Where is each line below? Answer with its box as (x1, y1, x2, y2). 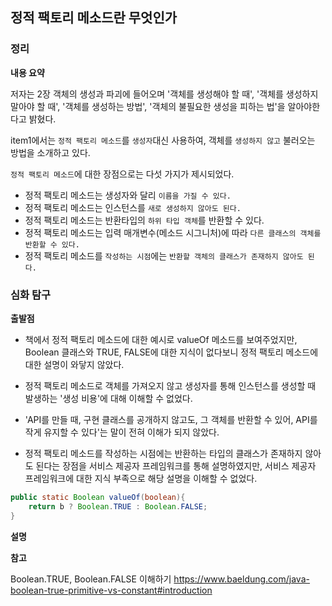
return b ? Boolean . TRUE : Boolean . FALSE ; (28, 501, 208, 512)
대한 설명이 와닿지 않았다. (24, 358, 125, 370)
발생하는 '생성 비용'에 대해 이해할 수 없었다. (24, 392, 193, 404)
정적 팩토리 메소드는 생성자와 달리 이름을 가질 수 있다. (24, 189, 232, 201)
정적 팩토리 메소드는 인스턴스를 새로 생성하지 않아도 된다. (24, 201, 242, 213)
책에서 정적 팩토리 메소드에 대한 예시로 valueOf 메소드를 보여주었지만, (24, 333, 298, 345)
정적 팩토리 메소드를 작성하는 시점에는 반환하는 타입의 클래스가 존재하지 (24, 447, 303, 459)
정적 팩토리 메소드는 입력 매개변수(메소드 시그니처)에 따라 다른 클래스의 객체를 (24, 226, 322, 238)
